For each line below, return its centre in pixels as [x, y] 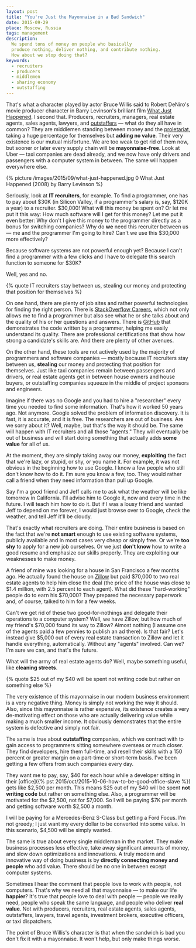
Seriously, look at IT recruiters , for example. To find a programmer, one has [97, 195]
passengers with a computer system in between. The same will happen [92, 160]
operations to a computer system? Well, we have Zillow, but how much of [94, 619]
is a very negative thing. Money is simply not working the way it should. [92, 703]
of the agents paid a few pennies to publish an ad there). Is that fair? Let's [95, 631]
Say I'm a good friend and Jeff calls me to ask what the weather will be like [97, 491]
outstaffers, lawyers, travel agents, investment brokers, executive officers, [95, 915]
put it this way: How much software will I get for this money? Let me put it [94, 214]
